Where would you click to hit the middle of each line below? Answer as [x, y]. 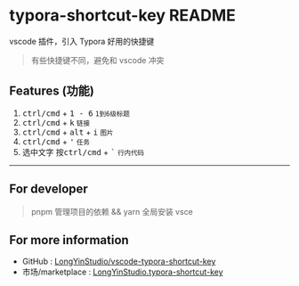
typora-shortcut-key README [122, 16]
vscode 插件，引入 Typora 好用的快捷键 [82, 41]
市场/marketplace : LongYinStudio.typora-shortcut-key [123, 272]
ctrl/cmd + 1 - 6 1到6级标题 [76, 113]
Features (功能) [52, 91]
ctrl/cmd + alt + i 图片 [68, 132]
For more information [69, 240]
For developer [49, 189]
